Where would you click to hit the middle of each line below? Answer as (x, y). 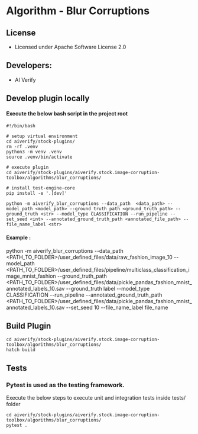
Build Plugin (29, 326)
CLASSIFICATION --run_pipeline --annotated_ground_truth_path (84, 295)
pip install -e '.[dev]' (37, 194)
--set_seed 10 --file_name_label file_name (117, 307)
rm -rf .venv (22, 147)
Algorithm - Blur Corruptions (78, 11)
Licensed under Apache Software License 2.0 (70, 47)
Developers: (29, 65)
